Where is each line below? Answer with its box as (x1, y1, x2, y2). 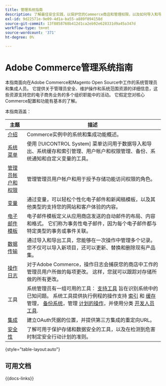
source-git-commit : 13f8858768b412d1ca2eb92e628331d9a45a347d (5, 21, 136, 26)
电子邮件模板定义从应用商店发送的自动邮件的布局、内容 (27, 212, 156, 219)
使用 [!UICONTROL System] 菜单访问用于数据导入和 (27, 140, 147, 147)
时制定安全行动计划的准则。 (27, 333, 91, 340)
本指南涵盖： (5, 108, 31, 114)
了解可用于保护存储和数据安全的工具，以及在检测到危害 (27, 326, 156, 333)
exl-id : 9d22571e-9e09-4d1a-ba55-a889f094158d (5, 16, 103, 21)
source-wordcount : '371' (5, 30, 56, 35)
